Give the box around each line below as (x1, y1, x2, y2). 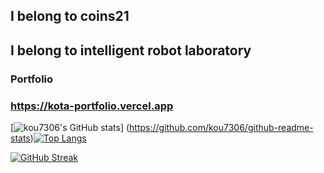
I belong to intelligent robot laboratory (10, 42, 252, 59)
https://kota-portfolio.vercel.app (10, 99, 174, 113)
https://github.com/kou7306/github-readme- (129, 122, 314, 133)
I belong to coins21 (10, 8, 130, 25)
